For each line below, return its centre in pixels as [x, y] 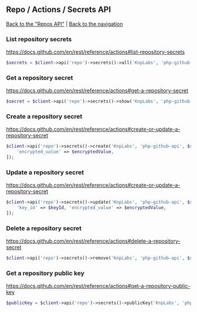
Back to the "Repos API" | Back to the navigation [64, 24]
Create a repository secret [44, 117]
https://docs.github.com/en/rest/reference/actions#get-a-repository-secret [97, 91]
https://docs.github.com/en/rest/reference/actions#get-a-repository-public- [98, 286]
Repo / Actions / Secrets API [59, 10]
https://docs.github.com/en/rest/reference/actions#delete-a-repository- [93, 241]
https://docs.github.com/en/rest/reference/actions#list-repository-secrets [96, 52]
